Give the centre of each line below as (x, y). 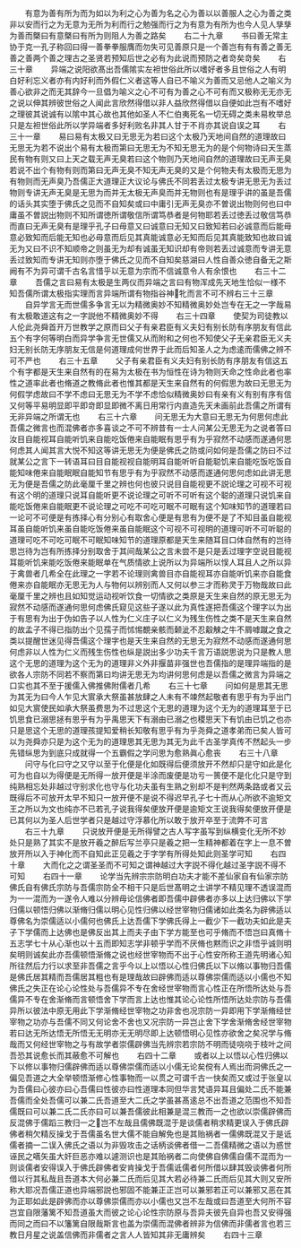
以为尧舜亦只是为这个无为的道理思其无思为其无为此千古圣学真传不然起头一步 (150, 741)
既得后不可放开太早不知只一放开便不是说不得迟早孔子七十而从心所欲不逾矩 (146, 797)
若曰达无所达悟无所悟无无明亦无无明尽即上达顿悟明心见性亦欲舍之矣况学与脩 (150, 1033)
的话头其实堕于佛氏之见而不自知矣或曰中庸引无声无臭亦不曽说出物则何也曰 (146, 204)
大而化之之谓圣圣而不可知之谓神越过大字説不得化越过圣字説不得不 (164, 865)
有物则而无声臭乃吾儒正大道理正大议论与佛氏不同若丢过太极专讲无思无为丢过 (150, 181)
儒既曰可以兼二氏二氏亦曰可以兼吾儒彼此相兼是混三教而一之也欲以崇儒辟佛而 (150, 1111)
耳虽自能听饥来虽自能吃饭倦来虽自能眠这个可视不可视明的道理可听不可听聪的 (150, 529)
